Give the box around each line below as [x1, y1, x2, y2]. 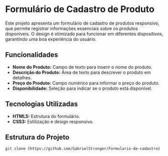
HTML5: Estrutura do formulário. [12, 113, 80, 119]
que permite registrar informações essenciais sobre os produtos [5, 25, 138, 31]
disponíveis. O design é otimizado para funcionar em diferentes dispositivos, [5, 31, 163, 37]
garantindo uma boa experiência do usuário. [5, 36, 97, 42]
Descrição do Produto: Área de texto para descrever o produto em [12, 69, 151, 75]
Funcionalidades [5, 51, 59, 59]
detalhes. [12, 74, 32, 81]
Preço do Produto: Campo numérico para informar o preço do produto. [12, 80, 159, 86]
